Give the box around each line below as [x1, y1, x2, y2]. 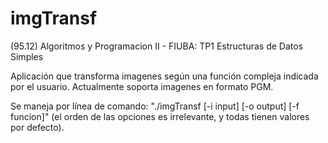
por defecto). [10, 121, 65, 133]
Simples [10, 50, 44, 62]
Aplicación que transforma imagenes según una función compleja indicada [10, 70, 319, 82]
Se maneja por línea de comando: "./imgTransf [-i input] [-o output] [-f [10, 100, 300, 112]
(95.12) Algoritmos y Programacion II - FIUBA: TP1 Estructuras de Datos [10, 40, 304, 52]
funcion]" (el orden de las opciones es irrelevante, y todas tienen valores [10, 110, 310, 122]
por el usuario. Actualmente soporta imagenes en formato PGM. [10, 80, 274, 92]
